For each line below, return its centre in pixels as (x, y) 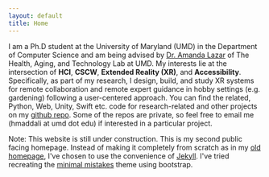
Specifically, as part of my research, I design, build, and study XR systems (131, 80)
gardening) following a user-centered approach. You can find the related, (130, 97)
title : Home (28, 23)
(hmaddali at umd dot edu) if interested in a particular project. (111, 123)
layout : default (35, 16)
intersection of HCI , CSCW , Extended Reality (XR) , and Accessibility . (125, 72)
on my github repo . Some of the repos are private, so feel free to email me (131, 114)
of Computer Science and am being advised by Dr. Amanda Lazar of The (129, 55)
